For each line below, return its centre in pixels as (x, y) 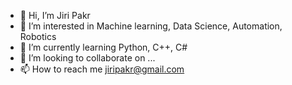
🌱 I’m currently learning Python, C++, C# (103, 47)
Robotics (38, 36)
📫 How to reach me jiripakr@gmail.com (102, 69)
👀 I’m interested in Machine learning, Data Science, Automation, (151, 26)
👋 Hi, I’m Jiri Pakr (55, 15)
